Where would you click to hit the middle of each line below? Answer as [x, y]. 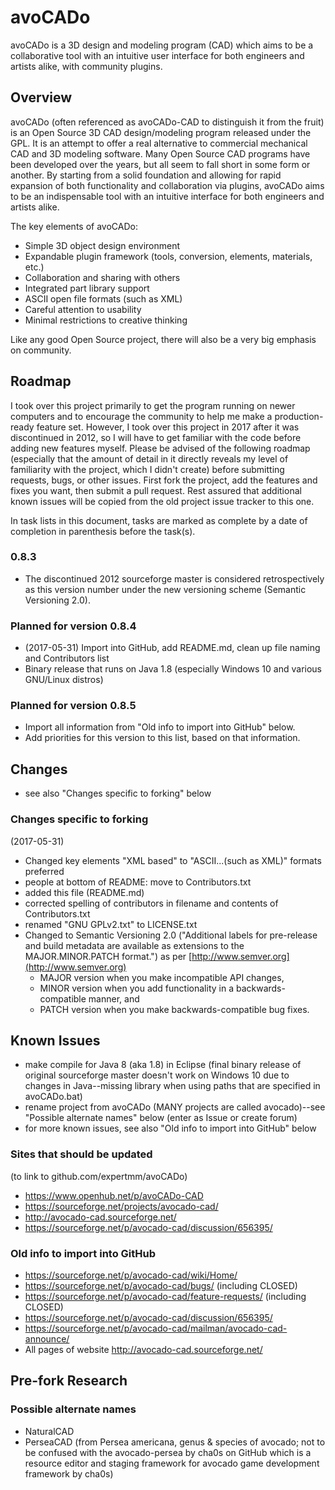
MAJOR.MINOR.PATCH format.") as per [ [108, 956]
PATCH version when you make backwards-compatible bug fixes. [174, 1009]
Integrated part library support [87, 288]
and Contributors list [67, 658]
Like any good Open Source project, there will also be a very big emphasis [163, 339]
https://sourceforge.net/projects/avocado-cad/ [121, 1206]
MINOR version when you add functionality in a [136, 988]
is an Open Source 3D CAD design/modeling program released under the [161, 132]
